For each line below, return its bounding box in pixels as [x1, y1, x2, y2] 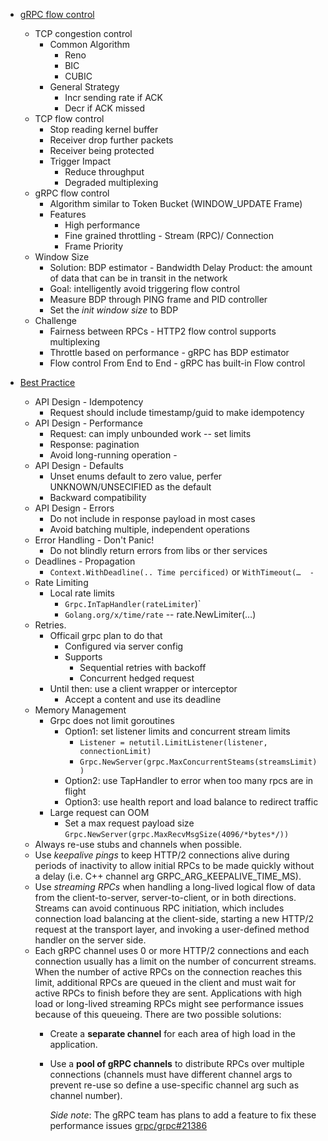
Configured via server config [64, 640, 184, 652]
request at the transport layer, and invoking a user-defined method [34, 924, 310, 935]
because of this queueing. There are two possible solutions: [34, 1009, 282, 1020]
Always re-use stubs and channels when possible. [34, 839, 243, 850]
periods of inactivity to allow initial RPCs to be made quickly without [34, 860, 315, 871]
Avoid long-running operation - [49, 449, 178, 461]
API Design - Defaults [34, 460, 124, 471]
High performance [64, 219, 141, 231]
